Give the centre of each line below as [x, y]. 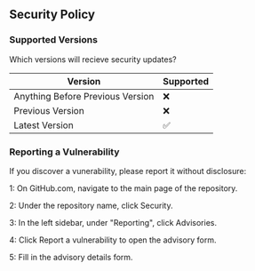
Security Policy [52, 15]
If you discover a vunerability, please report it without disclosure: [128, 171]
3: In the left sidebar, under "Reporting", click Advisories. [113, 222]
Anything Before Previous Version [84, 96]
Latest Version [44, 125]
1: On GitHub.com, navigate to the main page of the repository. [124, 188]
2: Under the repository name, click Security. [91, 205]
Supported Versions [53, 40]
